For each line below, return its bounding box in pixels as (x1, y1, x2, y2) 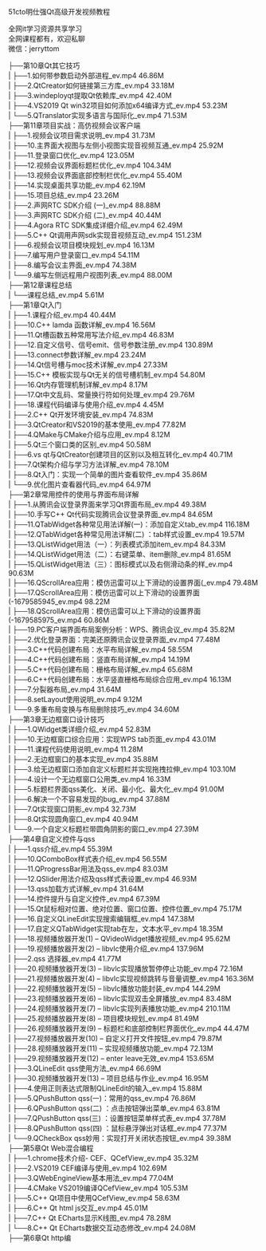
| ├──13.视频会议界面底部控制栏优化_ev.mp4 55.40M (8, 171, 182, 180)
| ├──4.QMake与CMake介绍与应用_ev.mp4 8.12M (8, 430, 170, 439)
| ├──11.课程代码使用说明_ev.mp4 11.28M (8, 744, 143, 754)
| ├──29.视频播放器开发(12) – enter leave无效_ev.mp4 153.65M (8, 1054, 214, 1063)
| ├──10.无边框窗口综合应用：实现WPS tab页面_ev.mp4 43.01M (8, 735, 217, 744)
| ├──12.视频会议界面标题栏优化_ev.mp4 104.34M (8, 160, 172, 170)
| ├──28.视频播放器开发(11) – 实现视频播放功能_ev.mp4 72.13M (8, 1044, 213, 1053)
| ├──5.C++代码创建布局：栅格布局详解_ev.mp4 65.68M (8, 665, 194, 674)
